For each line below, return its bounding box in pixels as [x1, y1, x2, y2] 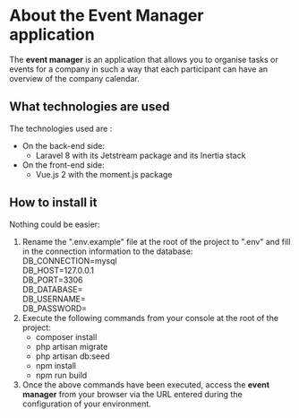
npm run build [35, 370, 88, 380]
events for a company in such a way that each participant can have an [9, 64, 269, 74]
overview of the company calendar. [9, 73, 141, 83]
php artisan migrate [35, 341, 108, 352]
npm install [35, 360, 76, 370]
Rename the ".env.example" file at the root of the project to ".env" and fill [21, 236, 291, 247]
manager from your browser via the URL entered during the [21, 388, 243, 399]
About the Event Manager [9, 5, 204, 26]
